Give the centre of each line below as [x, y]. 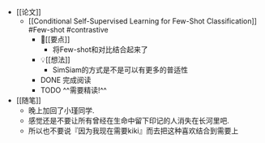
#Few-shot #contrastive [68, 30]
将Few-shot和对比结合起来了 [100, 50]
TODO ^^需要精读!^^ [73, 90]
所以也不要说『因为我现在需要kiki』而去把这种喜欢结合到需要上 [133, 131]
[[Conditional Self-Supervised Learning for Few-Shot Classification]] [143, 21]
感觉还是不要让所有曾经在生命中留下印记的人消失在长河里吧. [128, 121]
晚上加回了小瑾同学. [61, 110]
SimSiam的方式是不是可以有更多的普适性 [120, 70]
